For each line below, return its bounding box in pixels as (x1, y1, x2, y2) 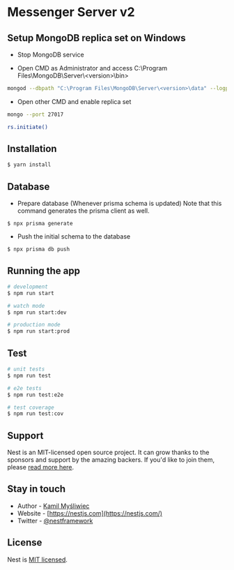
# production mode (7, 322, 61, 329)
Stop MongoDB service (17, 50, 85, 59)
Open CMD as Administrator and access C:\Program (17, 64, 168, 72)
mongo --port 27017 (7, 111, 64, 118)
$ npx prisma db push (7, 246, 70, 253)
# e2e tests (7, 384, 42, 391)
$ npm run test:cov (7, 410, 64, 417)
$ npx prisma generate (7, 220, 73, 227)
